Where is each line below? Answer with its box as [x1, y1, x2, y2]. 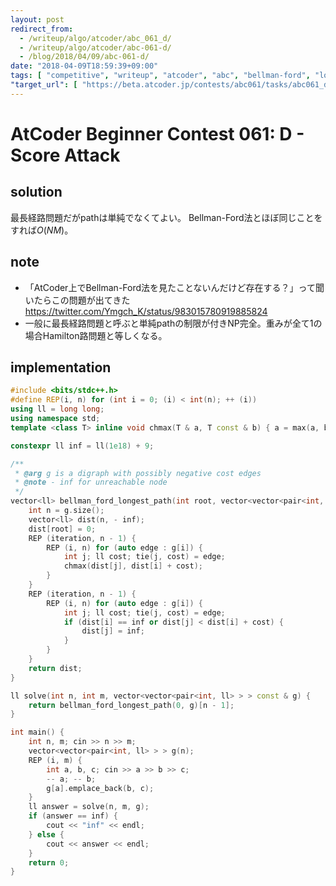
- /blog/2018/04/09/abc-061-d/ [19, 52, 150, 62]
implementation [10, 359, 112, 376]
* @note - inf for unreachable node [14, 477, 168, 488]
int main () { [10, 727, 65, 738]
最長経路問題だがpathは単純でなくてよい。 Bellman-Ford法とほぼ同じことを [10, 211, 323, 223]
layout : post [10, 14, 65, 25]
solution [10, 184, 63, 201]
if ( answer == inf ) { [28, 811, 118, 821]
